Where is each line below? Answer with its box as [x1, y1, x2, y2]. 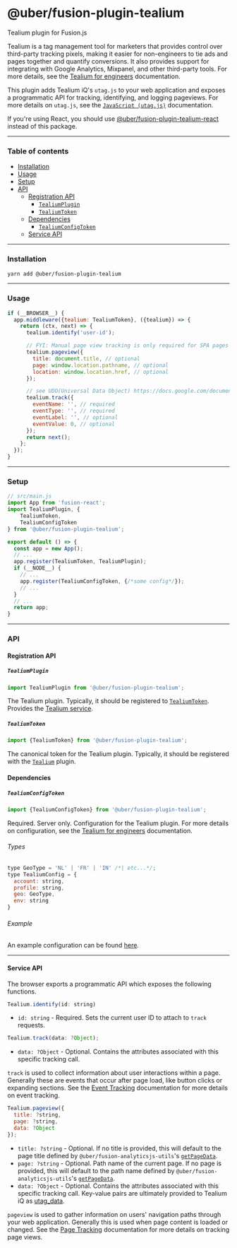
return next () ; [25, 433, 71, 441]
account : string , [13, 878, 65, 885]
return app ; [13, 604, 49, 611]
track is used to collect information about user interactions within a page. [7, 1069, 221, 1077]
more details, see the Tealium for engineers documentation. [7, 72, 181, 81]
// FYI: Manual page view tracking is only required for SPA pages [25, 342, 229, 349]
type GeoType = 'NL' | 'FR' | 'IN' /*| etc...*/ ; [7, 864, 157, 871]
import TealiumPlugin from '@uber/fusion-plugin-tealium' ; [7, 684, 185, 691]
